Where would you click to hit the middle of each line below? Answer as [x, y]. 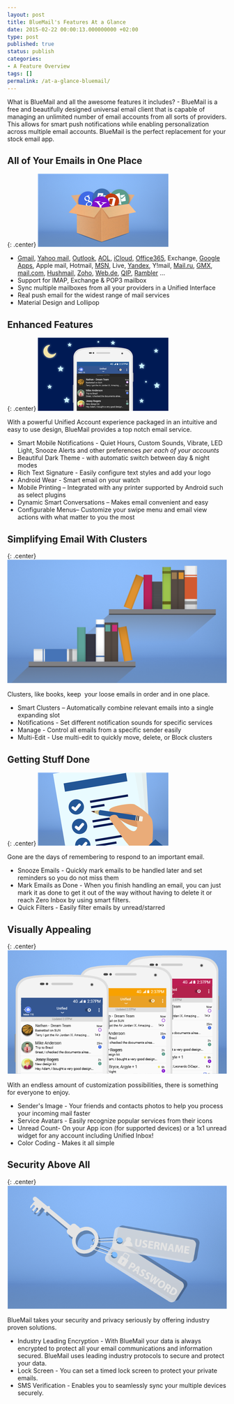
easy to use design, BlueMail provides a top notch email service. [100, 430]
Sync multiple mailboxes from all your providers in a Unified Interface [116, 288]
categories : [24, 59]
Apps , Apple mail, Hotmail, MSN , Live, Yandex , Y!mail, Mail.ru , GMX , [115, 266]
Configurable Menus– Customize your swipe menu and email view [112, 510]
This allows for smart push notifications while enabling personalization [108, 124]
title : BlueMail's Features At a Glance [67, 22]
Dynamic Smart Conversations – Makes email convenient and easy [113, 502]
